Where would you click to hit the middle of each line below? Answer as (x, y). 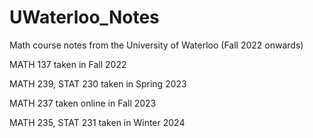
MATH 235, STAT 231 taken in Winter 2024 (97, 122)
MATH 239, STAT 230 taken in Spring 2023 (98, 83)
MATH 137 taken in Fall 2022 (68, 64)
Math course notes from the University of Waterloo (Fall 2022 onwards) (156, 45)
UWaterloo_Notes (84, 17)
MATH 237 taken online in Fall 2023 (83, 103)
